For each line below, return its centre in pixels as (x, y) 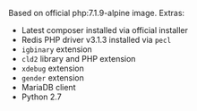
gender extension (52, 78)
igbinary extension (57, 49)
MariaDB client (48, 87)
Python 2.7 (41, 97)
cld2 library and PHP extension (78, 59)
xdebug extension (52, 68)
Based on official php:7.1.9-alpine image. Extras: (97, 13)
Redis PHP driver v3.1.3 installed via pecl (96, 40)
